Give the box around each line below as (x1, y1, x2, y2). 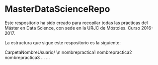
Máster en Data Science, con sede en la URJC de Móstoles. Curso (4, 25, 140, 31)
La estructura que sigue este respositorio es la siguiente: (4, 39, 121, 45)
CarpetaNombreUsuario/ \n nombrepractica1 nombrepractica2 (4, 49, 132, 55)
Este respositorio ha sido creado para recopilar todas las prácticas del (4, 20, 148, 26)
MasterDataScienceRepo (4, 3, 110, 15)
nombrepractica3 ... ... (4, 54, 50, 60)
